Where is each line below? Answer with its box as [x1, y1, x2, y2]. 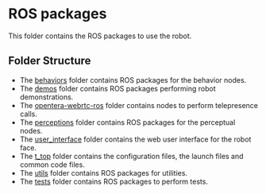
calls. [19, 109, 37, 118]
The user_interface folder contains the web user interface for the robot [19, 134, 252, 144]
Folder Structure [8, 54, 91, 68]
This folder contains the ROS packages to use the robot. [8, 31, 192, 41]
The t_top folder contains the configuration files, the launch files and [19, 151, 244, 161]
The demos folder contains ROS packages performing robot [19, 83, 216, 93]
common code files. [19, 160, 85, 169]
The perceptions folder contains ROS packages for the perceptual [19, 117, 236, 127]
